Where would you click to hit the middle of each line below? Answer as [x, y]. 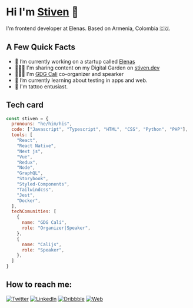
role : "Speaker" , [43, 250]
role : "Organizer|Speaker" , [56, 228]
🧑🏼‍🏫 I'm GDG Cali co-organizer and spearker [69, 74]
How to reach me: [39, 285]
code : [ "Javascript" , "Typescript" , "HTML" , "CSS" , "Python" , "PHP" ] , [100, 130]
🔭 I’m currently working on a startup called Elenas [75, 61]
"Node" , [26, 168]
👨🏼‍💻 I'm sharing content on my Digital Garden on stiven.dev [87, 68]
